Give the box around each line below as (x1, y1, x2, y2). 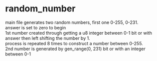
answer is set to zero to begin (5, 24, 66, 30)
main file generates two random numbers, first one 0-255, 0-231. (5, 19, 139, 25)
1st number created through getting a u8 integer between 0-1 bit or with (5, 30, 152, 36)
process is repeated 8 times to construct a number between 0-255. (5, 40, 143, 46)
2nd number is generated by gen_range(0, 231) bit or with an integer (5, 46, 146, 52)
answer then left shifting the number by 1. (5, 35, 91, 41)
